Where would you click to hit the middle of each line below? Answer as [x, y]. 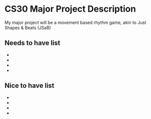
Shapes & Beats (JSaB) [28, 27]
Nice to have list [30, 86]
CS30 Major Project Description [70, 9]
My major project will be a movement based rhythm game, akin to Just [75, 22]
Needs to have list [32, 43]
